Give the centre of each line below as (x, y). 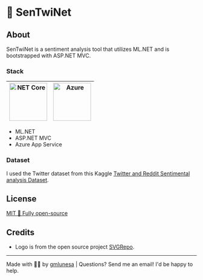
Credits (21, 232)
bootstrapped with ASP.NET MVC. (49, 56)
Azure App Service (38, 145)
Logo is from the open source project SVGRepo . (75, 247)
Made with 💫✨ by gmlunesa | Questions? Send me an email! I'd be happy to (100, 264)
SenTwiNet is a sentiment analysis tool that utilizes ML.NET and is (88, 49)
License (21, 199)
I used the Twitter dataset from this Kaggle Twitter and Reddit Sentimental (98, 173)
